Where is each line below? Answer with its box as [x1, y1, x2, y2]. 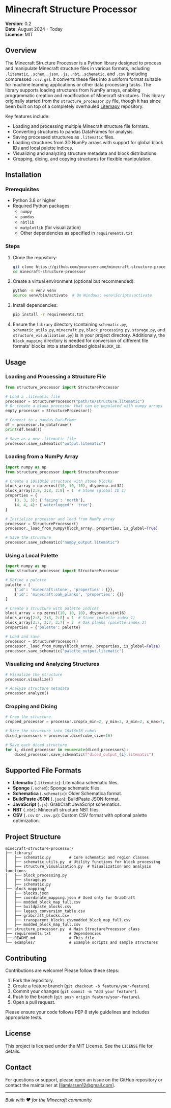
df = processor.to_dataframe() [5, 422, 72, 427]
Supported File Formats [5, 766, 81, 775]
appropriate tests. [5, 1014, 43, 1021]
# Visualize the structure [5, 672, 63, 677]
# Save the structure [5, 535, 51, 540]
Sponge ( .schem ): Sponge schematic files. [12, 785, 101, 791]
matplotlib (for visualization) [20, 224, 81, 231]
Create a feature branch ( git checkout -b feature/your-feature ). [12, 983, 151, 989]
